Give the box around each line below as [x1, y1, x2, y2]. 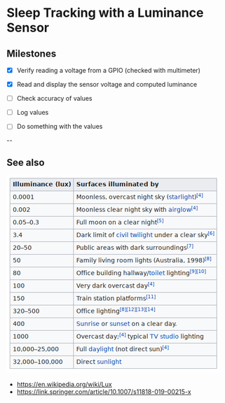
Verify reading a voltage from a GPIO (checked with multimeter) [16, 66, 201, 74]
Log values [16, 108, 49, 117]
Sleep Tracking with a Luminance [6, 5, 204, 21]
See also [6, 156, 45, 169]
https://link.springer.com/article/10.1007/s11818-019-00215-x [16, 388, 191, 396]
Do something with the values [16, 122, 103, 131]
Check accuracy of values [16, 94, 93, 103]
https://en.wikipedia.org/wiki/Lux [16, 380, 113, 389]
